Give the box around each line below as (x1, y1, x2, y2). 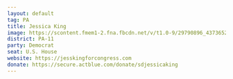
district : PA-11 (7, 36, 54, 43)
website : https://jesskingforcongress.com (7, 55, 132, 62)
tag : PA (7, 16, 30, 23)
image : (7, 29, 26, 36)
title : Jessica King (7, 23, 67, 30)
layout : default (7, 10, 54, 17)
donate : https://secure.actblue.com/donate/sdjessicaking (7, 61, 178, 68)
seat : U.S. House (7, 49, 58, 56)
